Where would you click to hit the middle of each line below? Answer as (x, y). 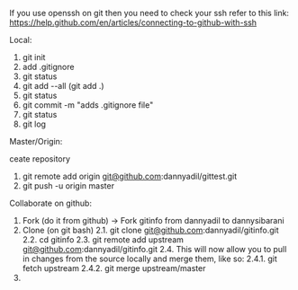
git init (34, 57)
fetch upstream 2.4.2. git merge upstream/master (114, 268)
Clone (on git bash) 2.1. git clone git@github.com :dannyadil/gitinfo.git (150, 230)
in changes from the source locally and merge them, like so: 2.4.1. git (149, 259)
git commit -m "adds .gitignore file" (88, 105)
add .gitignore (48, 67)
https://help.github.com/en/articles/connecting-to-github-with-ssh (133, 22)
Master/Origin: (36, 141)
